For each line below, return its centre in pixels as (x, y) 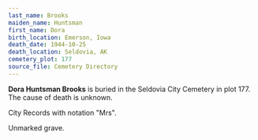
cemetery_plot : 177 (40, 60)
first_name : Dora (37, 30)
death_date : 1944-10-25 (47, 45)
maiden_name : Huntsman (45, 23)
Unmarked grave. (36, 127)
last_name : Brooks (38, 15)
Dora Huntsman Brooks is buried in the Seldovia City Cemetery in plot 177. (129, 89)
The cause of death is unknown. (60, 97)
